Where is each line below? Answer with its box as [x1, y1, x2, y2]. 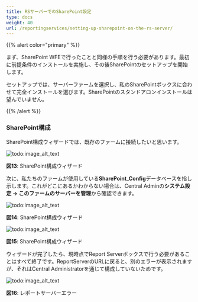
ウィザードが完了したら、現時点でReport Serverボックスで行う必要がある [6, 250, 185, 258]
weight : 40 [6, 20, 33, 25]
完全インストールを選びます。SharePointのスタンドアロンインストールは [16, 88, 193, 95]
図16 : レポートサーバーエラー [6, 289, 77, 296]
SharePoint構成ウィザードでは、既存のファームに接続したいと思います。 [6, 138, 183, 145]
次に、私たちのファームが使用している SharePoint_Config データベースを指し [6, 175, 193, 182]
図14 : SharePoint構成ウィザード [6, 214, 83, 221]
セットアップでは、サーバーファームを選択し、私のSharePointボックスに [6, 81, 183, 88]
